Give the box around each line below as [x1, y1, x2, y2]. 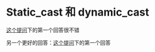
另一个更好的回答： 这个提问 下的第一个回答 [6, 39, 111, 46]
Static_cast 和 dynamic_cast [6, 5, 150, 19]
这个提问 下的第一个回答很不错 [6, 26, 79, 33]
